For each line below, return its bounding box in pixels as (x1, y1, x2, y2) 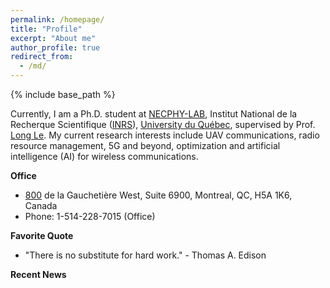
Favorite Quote (10, 230, 74, 241)
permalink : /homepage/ (10, 14, 105, 25)
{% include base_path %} (10, 89, 116, 100)
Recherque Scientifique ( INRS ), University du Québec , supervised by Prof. (10, 119, 316, 130)
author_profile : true (10, 42, 101, 53)
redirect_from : (10, 52, 74, 62)
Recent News (10, 269, 67, 280)
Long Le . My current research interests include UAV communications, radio (10, 129, 320, 141)
